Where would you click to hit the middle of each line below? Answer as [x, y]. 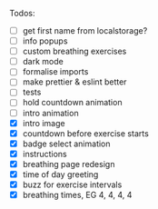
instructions [44, 154]
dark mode [43, 62]
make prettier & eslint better [74, 82]
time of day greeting [60, 174]
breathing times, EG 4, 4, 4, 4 [77, 195]
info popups [45, 41]
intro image [44, 123]
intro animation [50, 113]
